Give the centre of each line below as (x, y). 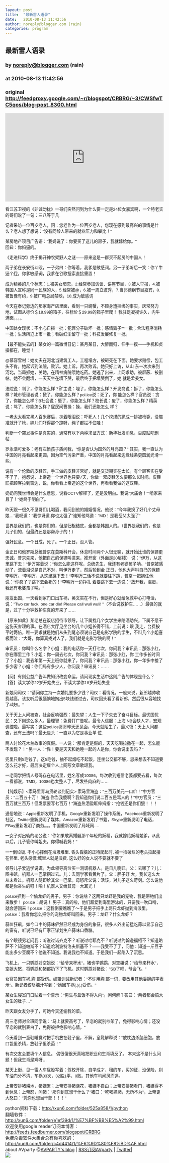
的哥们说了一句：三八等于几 (32, 215)
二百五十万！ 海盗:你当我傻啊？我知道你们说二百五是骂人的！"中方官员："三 (88, 798)
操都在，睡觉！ (20, 351)
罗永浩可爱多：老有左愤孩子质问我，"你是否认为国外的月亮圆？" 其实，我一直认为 (84, 449)
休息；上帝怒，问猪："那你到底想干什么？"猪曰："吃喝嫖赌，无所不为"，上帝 (83, 1092)
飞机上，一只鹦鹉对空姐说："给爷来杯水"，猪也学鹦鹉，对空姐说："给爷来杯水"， (83, 963)
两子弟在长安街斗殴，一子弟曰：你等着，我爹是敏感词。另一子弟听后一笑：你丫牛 (84, 268)
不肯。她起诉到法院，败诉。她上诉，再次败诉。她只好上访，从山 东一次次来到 (84, 367)
